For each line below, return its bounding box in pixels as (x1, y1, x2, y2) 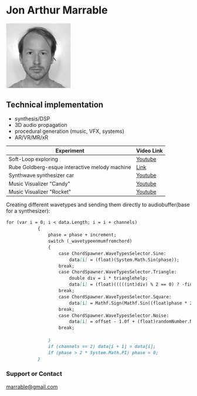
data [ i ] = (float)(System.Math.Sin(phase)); (69, 257, 180, 263)
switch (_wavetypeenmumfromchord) (47, 239, 133, 244)
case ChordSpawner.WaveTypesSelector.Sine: (58, 250, 167, 256)
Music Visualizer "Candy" (8, 180, 70, 187)
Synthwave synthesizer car (8, 172, 74, 179)
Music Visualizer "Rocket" (8, 188, 72, 195)
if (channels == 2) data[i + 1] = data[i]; (47, 343, 157, 350)
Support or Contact (6, 370, 63, 378)
